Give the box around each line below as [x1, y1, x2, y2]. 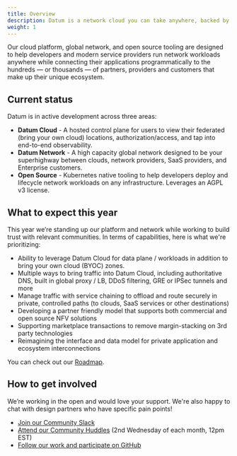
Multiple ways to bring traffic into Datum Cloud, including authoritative [17, 269, 223, 277]
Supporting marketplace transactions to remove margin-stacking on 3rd [17, 322, 228, 329]
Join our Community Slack [17, 418, 96, 426]
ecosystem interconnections [17, 344, 101, 352]
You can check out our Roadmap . [7, 358, 105, 366]
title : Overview [7, 10, 55, 18]
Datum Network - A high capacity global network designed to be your [17, 148, 223, 157]
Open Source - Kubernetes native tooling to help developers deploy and [17, 171, 229, 180]
